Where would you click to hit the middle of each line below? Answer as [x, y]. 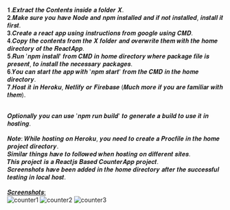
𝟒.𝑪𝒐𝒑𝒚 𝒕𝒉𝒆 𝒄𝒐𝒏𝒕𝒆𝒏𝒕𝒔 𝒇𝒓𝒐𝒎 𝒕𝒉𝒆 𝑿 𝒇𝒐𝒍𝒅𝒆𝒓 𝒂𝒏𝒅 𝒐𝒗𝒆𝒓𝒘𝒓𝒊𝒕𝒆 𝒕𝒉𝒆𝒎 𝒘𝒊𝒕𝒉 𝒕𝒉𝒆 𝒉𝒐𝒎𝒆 [113, 41]
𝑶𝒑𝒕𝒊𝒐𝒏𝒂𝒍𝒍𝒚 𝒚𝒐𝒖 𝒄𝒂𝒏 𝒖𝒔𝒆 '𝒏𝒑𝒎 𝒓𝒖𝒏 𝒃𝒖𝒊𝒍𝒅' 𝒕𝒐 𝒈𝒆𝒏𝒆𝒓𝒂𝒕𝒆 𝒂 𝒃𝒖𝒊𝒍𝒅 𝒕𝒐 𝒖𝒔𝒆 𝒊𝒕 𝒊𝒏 [108, 116]
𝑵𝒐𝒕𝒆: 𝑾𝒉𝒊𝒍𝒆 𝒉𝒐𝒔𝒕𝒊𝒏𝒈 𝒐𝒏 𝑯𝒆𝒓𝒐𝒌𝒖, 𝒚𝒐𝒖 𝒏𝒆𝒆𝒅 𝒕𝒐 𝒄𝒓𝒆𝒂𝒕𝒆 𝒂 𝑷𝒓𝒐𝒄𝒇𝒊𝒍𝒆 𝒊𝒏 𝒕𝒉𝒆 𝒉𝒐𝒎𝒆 [113, 139]
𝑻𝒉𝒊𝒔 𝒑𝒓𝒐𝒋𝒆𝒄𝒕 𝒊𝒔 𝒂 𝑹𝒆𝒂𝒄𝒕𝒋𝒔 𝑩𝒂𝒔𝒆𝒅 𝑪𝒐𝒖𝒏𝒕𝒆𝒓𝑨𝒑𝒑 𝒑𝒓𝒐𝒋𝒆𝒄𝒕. [83, 162]
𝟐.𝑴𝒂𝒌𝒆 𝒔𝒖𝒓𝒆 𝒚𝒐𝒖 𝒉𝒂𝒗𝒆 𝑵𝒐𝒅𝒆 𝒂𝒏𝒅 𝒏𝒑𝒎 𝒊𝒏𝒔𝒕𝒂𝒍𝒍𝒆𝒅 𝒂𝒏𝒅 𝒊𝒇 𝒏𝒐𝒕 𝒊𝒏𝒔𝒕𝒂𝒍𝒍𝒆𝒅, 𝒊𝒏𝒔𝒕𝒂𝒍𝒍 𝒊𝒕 [115, 17]
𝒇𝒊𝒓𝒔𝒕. [14, 25]
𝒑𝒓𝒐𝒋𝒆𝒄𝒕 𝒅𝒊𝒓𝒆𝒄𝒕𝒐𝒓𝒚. [33, 146]
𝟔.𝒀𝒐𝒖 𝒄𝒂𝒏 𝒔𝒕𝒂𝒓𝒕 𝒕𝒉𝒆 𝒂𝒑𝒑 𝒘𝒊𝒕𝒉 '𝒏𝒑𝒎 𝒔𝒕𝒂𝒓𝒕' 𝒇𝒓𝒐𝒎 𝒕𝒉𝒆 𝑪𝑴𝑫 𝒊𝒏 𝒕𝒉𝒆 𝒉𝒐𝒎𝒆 [103, 72]
